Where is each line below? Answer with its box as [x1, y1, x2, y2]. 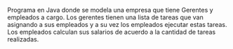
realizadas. [7, 35, 39, 43]
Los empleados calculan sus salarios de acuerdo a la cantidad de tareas [7, 28, 216, 36]
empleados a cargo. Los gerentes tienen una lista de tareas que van [7, 13, 204, 21]
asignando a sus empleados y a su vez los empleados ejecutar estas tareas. [7, 21, 227, 28]
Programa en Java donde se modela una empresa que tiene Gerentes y [7, 6, 213, 14]
